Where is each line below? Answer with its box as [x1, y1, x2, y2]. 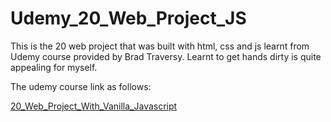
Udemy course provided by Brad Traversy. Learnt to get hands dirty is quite [10, 50, 322, 62]
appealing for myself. [10, 61, 98, 73]
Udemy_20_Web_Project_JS [10, 7, 247, 30]
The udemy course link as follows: [10, 80, 152, 92]
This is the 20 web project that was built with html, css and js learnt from [10, 40, 310, 52]
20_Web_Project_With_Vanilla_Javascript [10, 100, 178, 112]
